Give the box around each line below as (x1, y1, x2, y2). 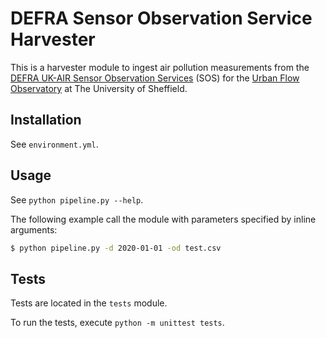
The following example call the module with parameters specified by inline (10, 213, 317, 225)
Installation (10, 112, 82, 129)
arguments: (10, 223, 58, 236)
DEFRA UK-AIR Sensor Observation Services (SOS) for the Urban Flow (10, 72, 300, 84)
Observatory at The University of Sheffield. (10, 82, 188, 94)
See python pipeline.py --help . (10, 193, 144, 206)
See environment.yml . (10, 138, 99, 150)
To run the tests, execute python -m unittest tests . (10, 317, 225, 329)
